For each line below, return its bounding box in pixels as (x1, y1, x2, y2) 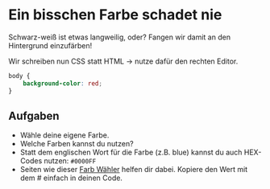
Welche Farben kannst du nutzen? (19, 139, 135, 149)
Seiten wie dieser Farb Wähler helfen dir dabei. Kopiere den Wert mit (19, 165, 248, 175)
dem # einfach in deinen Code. (19, 173, 123, 183)
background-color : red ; (23, 79, 103, 88)
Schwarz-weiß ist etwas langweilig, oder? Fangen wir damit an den (8, 32, 231, 42)
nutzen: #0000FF (44, 156, 97, 166)
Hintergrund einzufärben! (8, 40, 93, 50)
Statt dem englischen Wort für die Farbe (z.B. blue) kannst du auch (19, 147, 243, 158)
